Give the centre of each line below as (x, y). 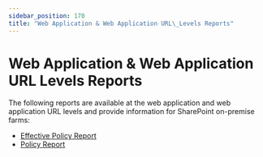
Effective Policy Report (58, 136)
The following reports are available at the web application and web (120, 103)
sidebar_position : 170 (47, 16)
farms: (19, 120)
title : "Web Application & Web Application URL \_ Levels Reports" (121, 23)
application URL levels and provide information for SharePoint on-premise (131, 112)
